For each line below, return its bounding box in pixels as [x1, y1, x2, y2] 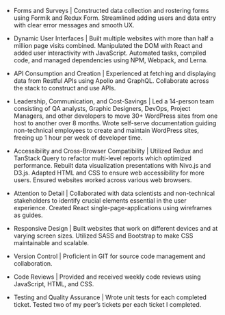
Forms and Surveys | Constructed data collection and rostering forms [13, 7, 209, 14]
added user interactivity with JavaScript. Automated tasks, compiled [13, 49, 207, 57]
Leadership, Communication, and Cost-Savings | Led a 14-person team [13, 97, 214, 105]
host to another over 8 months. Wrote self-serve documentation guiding [13, 119, 217, 127]
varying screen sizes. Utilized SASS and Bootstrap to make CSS [13, 231, 194, 240]
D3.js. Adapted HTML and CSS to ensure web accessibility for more [13, 168, 205, 177]
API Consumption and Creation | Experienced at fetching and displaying [13, 69, 216, 77]
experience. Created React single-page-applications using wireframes [13, 204, 212, 212]
